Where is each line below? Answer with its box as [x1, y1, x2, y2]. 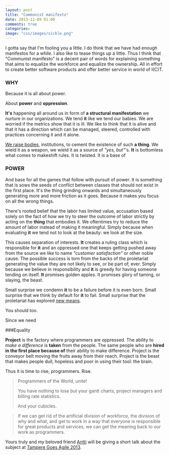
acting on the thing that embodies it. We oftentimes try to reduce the [5, 218, 148, 224]
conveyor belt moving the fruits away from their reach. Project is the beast [5, 353, 160, 359]
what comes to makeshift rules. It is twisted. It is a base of [5, 153, 126, 159]
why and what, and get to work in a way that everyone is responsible [17, 418, 160, 424]
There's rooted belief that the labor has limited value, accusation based [5, 208, 153, 214]
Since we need [5, 317, 36, 323]
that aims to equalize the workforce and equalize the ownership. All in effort [5, 61, 162, 67]
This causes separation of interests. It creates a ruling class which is [5, 239, 148, 245]
